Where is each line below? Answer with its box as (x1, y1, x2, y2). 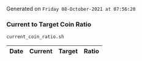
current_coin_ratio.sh (6, 34, 64, 40)
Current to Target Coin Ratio (6, 20, 92, 28)
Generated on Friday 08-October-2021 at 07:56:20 (6, 5, 136, 12)
